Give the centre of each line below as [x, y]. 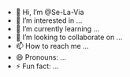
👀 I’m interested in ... [49, 20]
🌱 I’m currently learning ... [58, 29]
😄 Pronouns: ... [41, 57]
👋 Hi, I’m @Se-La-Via [50, 12]
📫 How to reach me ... [52, 46]
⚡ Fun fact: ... [37, 66]
